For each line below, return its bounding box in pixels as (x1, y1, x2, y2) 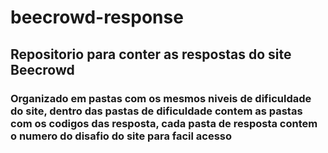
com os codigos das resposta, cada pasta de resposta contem (10, 116, 318, 130)
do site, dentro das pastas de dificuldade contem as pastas (10, 104, 303, 118)
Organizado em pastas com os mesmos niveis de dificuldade (10, 91, 312, 105)
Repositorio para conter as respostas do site (10, 46, 292, 63)
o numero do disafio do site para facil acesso (10, 129, 233, 143)
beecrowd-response (10, 6, 184, 29)
